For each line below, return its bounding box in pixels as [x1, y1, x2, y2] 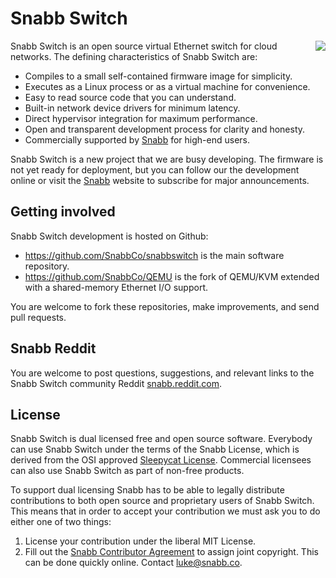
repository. [24, 260, 70, 272]
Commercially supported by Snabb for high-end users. [24, 133, 250, 146]
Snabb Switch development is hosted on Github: [10, 230, 209, 242]
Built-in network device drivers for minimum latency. [24, 102, 241, 114]
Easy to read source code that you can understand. [24, 91, 237, 103]
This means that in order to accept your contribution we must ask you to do [10, 505, 321, 517]
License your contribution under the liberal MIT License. [24, 535, 257, 547]
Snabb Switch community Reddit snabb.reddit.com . [10, 377, 222, 389]
